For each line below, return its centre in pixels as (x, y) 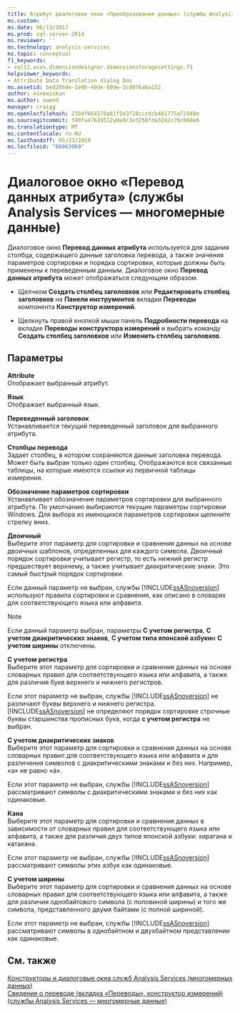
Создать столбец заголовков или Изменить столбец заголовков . (119, 336)
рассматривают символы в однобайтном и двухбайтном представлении (119, 931)
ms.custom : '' (29, 21)
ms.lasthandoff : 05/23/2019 (49, 140)
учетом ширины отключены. (52, 645)
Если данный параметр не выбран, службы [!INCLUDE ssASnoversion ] (114, 587)
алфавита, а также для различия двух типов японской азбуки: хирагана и (120, 836)
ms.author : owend (33, 101)
